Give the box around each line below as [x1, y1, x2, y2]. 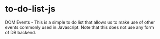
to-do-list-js [5, 3, 56, 14]
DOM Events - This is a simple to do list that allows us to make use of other [5, 19, 155, 25]
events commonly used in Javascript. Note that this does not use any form [5, 24, 154, 30]
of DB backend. [5, 29, 36, 35]
